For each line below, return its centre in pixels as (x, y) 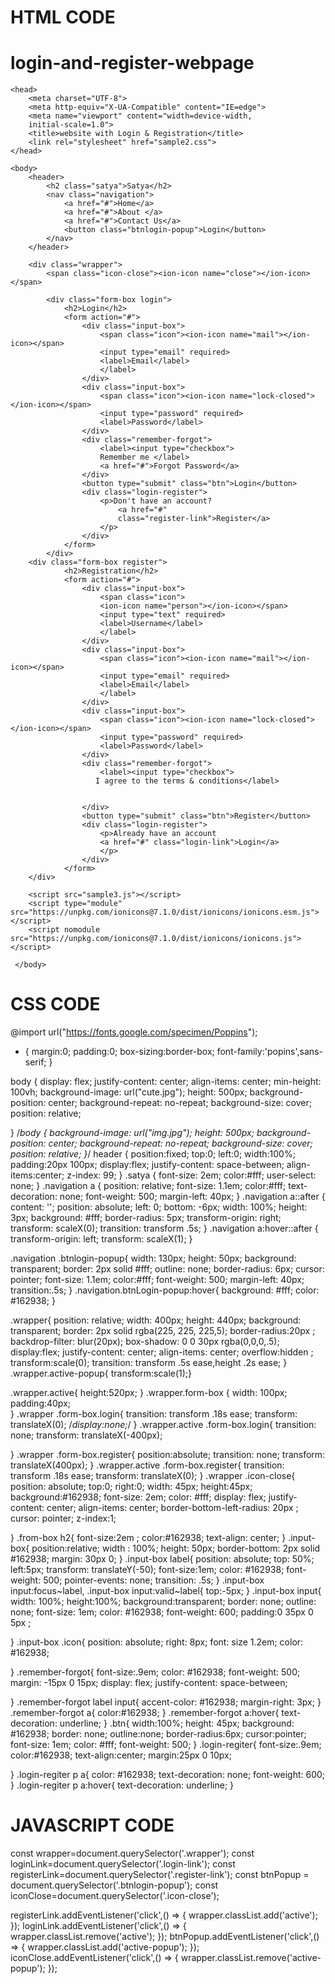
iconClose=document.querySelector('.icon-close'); (115, 1895)
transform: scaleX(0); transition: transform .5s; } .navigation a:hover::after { (164, 1228)
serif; (35, 1062)
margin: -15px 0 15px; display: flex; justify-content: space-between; (149, 1683)
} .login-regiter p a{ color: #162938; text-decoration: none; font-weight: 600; (168, 1775)
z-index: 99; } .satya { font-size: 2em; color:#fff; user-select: (191, 1175)
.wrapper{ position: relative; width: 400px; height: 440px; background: (156, 1320)
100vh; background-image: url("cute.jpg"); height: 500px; (129, 1092)
